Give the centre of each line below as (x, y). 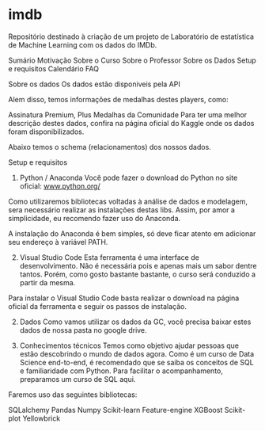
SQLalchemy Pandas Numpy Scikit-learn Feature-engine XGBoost (115, 410)
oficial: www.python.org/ (60, 186)
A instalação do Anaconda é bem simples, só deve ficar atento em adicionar (132, 233)
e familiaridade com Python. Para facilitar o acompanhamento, (121, 371)
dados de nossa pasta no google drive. (83, 330)
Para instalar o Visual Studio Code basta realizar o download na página (124, 298)
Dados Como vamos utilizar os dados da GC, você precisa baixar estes (135, 322)
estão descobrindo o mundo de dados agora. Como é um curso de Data (137, 353)
